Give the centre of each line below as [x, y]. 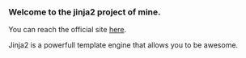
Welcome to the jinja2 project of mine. [85, 12]
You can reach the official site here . [68, 30]
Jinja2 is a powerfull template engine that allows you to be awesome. [123, 45]
